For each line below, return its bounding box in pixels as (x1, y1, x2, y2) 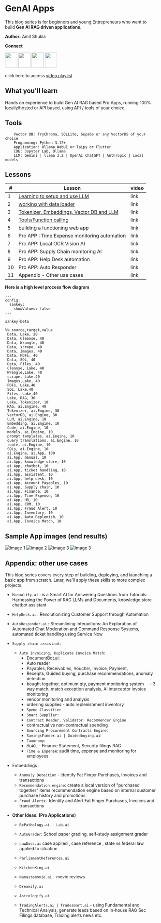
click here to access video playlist (5, 72, 73, 78)
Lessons (5, 170, 31, 179)
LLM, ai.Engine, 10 (7, 417, 47, 422)
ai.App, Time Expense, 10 (7, 493, 59, 498)
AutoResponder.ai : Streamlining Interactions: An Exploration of (12, 621, 137, 626)
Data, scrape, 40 (7, 345, 42, 350)
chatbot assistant (12, 602, 47, 607)
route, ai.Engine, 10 (7, 442, 51, 447)
